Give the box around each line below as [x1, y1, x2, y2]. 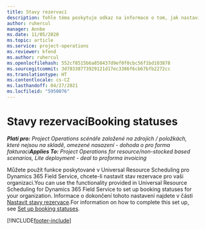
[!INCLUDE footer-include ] [7, 217, 72, 224]
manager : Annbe [7, 26, 46, 32]
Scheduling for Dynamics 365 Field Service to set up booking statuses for [7, 185, 192, 193]
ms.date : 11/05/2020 [7, 32, 60, 38]
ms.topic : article [7, 37, 54, 43]
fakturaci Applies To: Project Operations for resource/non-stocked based [7, 148, 190, 155]
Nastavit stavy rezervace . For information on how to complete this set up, [7, 198, 189, 206]
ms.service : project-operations [7, 43, 89, 49]
